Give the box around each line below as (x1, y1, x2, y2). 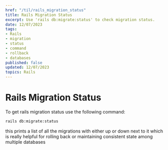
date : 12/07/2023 (5, 22, 43, 27)
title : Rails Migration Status (5, 12, 72, 17)
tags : (5, 27, 17, 32)
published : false (5, 60, 43, 65)
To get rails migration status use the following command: (5, 108, 125, 115)
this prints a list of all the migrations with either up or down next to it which (5, 128, 163, 134)
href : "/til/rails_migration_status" (5, 7, 86, 13)
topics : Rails (5, 70, 36, 75)
